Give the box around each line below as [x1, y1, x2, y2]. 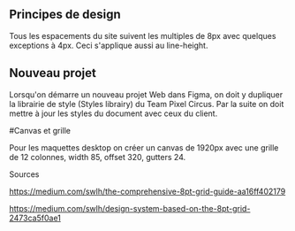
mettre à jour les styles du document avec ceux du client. [9, 108, 218, 119]
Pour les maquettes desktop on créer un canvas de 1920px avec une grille [9, 142, 279, 153]
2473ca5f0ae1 [9, 212, 62, 223]
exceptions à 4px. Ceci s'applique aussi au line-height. [9, 40, 208, 50]
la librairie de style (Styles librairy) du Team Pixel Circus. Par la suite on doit [9, 98, 284, 109]
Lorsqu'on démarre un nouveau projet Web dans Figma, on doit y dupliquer [9, 89, 284, 100]
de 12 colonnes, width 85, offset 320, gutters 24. [9, 151, 186, 162]
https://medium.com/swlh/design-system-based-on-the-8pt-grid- [9, 203, 251, 213]
